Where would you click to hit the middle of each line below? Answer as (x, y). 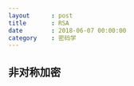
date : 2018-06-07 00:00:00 (67, 30)
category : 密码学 (42, 38)
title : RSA (39, 23)
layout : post (41, 16)
